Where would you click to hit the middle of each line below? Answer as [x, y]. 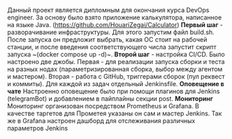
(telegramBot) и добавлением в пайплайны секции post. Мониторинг [110, 99]
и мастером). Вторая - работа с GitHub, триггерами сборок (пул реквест [116, 76]
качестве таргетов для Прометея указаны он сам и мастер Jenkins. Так [115, 113]
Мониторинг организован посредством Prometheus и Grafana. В [103, 106]
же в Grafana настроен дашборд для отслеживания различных [101, 121]
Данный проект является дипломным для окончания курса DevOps [108, 10]
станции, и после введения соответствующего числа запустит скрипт [112, 47]
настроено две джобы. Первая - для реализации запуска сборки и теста [116, 62]
